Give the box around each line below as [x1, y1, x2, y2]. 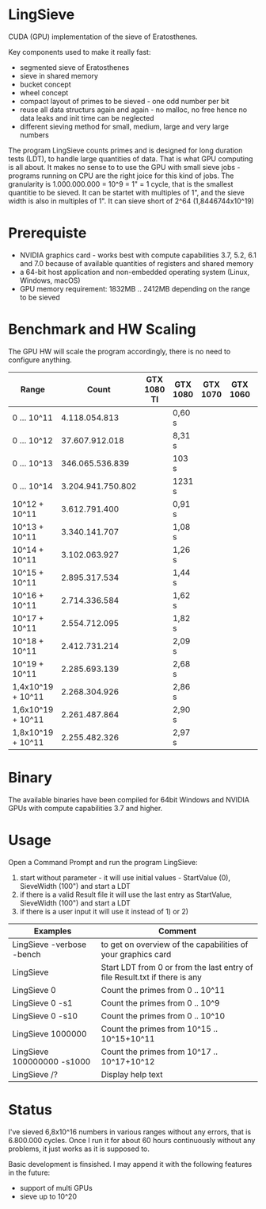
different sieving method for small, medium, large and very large [19, 122, 230, 131]
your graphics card [101, 948, 172, 960]
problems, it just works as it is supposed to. [8, 1144, 150, 1153]
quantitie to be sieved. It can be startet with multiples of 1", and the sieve [8, 187, 245, 197]
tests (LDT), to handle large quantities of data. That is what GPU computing [8, 153, 253, 164]
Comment [158, 925, 196, 937]
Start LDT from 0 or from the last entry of [101, 961, 253, 972]
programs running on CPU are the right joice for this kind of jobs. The [8, 171, 234, 180]
